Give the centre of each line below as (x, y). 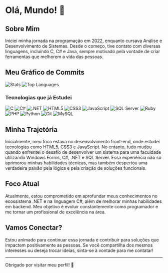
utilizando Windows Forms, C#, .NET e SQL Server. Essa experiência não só (83, 157)
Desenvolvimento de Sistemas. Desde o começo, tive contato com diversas (83, 46)
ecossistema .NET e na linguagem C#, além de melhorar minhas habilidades (83, 201)
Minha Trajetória (31, 129)
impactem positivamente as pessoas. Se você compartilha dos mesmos (79, 245)
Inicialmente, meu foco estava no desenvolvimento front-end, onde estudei (82, 141)
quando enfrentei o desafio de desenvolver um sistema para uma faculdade (83, 152)
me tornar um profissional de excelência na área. (55, 212)
